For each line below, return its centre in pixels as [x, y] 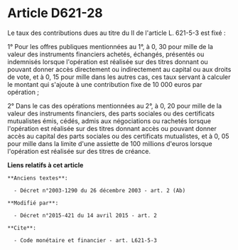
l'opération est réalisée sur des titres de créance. [79, 151]
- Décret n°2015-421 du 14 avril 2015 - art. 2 [86, 215]
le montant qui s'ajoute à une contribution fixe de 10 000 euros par [105, 84]
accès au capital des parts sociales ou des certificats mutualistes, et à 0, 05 [118, 136]
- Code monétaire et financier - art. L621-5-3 [86, 240]
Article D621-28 [55, 13]
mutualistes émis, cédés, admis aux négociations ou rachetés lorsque [109, 121]
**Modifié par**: [33, 203]
